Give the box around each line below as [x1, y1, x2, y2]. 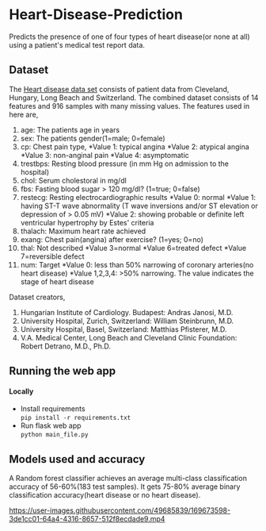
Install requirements [20, 404, 85, 414]
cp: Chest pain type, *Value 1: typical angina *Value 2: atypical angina [20, 141, 250, 152]
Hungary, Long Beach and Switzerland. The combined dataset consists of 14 [9, 93, 259, 102]
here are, [9, 110, 39, 119]
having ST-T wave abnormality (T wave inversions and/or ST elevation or [20, 201, 258, 210]
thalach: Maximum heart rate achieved [20, 226, 146, 236]
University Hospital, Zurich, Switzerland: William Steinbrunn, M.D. [20, 316, 234, 325]
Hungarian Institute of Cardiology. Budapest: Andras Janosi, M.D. [20, 307, 234, 317]
